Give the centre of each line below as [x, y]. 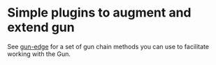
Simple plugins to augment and [99, 13]
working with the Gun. [39, 54]
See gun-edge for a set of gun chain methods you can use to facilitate [108, 46]
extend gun [41, 27]
